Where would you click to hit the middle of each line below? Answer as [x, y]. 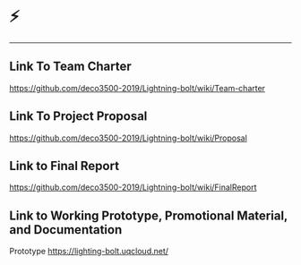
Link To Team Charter [70, 67]
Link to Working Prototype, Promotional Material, [149, 215]
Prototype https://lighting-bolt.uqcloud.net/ [89, 252]
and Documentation [66, 230]
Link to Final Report [64, 166]
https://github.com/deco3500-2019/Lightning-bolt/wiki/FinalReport [133, 187]
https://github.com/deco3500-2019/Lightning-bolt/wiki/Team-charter [138, 88]
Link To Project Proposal [78, 116]
